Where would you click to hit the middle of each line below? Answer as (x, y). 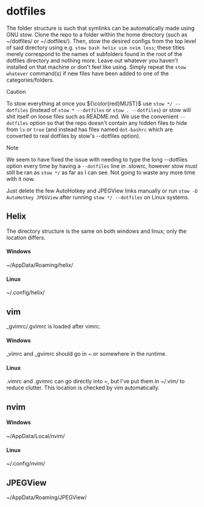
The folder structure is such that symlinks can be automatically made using (100, 28)
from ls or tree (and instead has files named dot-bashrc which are (90, 129)
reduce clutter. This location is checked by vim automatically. (83, 388)
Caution (16, 91)
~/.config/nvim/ (26, 464)
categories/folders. (30, 80)
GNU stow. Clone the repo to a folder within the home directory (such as (97, 34)
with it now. (21, 179)
